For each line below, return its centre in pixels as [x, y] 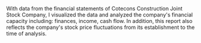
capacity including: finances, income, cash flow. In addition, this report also [100, 21]
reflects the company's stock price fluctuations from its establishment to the [100, 27]
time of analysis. [26, 34]
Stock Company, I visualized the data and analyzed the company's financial [100, 15]
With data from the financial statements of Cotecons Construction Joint [94, 9]
